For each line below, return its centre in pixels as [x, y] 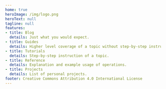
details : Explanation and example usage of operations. [68, 65]
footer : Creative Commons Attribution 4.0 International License [74, 79]
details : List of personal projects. [48, 74]
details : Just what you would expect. [50, 38]
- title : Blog [20, 33]
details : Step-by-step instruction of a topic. [60, 56]
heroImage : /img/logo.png [32, 14]
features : [15, 28]
